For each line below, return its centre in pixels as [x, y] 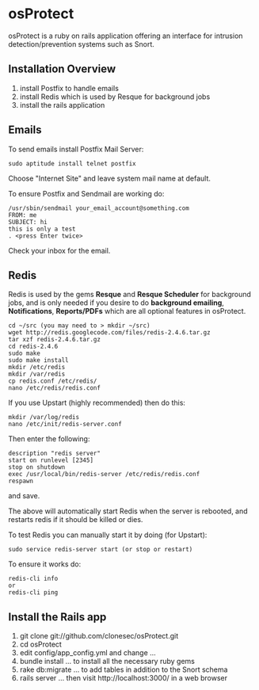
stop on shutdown [37, 467]
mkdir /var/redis [37, 374]
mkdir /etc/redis [37, 368]
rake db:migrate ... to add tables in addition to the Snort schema [124, 669]
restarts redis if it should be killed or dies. [76, 520]
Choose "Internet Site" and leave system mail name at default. [110, 178]
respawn [21, 481]
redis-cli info [33, 579]
